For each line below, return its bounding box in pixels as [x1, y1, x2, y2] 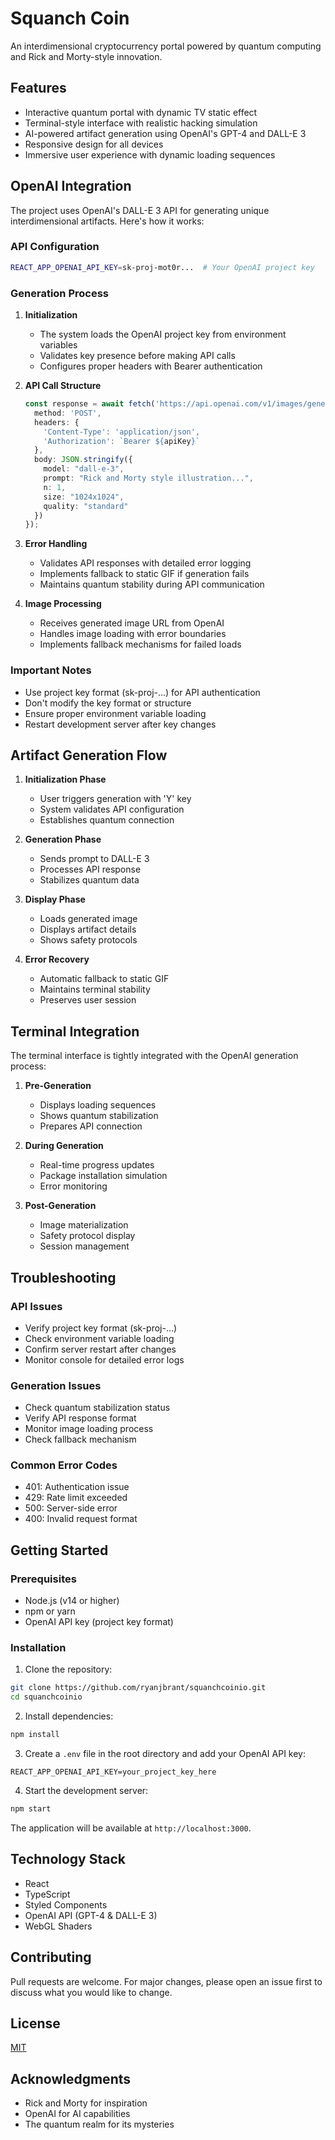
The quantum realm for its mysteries [24, 2118, 175, 2131]
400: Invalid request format [24, 1513, 138, 1525]
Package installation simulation [39, 1170, 168, 1182]
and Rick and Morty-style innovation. [10, 50, 163, 62]
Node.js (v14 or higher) [24, 1595, 120, 1607]
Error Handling [24, 538, 88, 550]
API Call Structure [24, 380, 102, 392]
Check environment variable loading [24, 1332, 175, 1344]
